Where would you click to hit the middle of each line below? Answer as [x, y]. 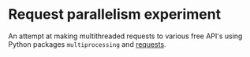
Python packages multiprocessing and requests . [88, 44]
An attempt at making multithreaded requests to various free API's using [125, 36]
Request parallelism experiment [115, 14]
